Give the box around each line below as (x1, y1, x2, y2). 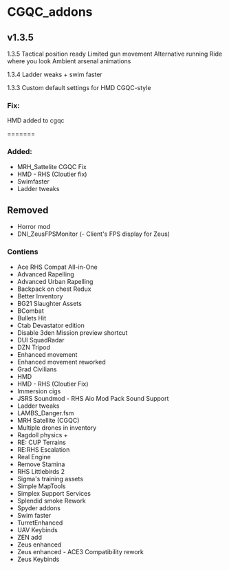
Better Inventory (17, 292, 63, 300)
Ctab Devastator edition (17, 321, 85, 329)
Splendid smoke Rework (17, 496, 86, 505)
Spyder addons (17, 503, 61, 512)
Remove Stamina (17, 460, 65, 468)
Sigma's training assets (17, 474, 84, 483)
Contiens (7, 247, 39, 256)
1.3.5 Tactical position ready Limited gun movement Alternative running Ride (7, 50, 222, 58)
